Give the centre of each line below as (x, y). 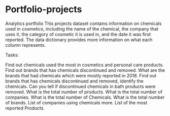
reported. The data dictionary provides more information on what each (79, 40)
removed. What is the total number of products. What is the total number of (84, 92)
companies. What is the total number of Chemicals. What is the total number (85, 97)
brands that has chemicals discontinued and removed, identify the (74, 81)
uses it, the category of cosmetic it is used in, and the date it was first (78, 34)
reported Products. (25, 108)
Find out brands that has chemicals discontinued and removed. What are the (85, 70)
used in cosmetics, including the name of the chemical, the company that (82, 28)
